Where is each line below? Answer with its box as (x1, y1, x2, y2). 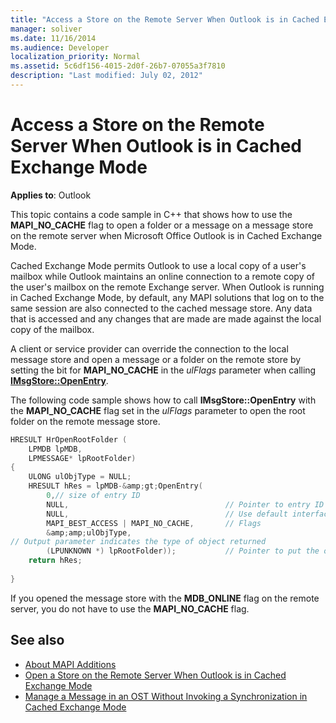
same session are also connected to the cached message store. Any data (10, 302, 313, 314)
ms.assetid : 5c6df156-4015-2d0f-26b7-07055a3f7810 (10, 61, 226, 71)
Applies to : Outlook (10, 189, 92, 201)
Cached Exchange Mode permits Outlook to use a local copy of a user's (10, 259, 307, 271)
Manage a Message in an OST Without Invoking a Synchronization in (24, 690, 308, 702)
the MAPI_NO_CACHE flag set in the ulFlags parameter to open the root (10, 404, 306, 416)
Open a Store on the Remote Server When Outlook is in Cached (24, 669, 287, 681)
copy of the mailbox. (10, 323, 95, 335)
